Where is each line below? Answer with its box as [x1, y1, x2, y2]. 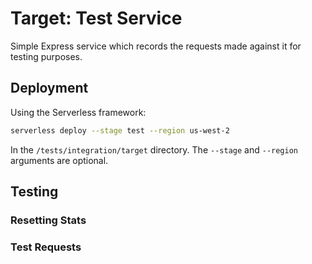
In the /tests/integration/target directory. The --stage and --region [10, 143, 298, 156]
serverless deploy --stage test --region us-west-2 [10, 125, 230, 136]
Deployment [10, 80, 89, 97]
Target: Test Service [10, 7, 183, 30]
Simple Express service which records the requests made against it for [10, 40, 302, 52]
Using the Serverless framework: [10, 106, 147, 118]
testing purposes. [10, 50, 83, 62]
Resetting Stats [10, 213, 87, 227]
